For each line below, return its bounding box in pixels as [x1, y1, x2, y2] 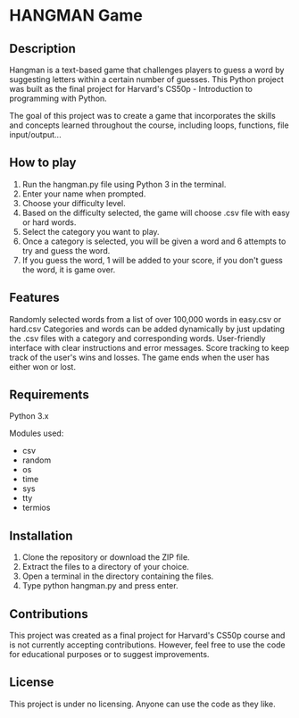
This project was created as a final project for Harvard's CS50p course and [9, 630, 286, 641]
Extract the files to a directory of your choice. [21, 562, 189, 572]
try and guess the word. [21, 245, 111, 255]
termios [21, 502, 51, 513]
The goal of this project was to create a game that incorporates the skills [9, 111, 277, 121]
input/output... [9, 129, 62, 139]
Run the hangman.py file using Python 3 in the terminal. [21, 179, 227, 189]
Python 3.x [9, 411, 49, 422]
